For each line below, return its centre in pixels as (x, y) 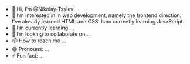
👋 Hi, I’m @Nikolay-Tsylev (43, 9)
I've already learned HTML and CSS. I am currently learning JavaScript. (98, 21)
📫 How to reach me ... (39, 41)
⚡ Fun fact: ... (28, 55)
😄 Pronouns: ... (30, 49)
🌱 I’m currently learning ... (43, 28)
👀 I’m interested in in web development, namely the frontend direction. (96, 15)
